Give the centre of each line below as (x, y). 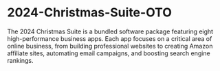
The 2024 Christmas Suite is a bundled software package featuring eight (110, 31)
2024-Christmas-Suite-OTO (89, 13)
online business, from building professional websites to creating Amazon (110, 46)
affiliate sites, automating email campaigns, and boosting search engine (109, 53)
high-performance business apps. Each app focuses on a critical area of (110, 38)
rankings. (20, 60)
